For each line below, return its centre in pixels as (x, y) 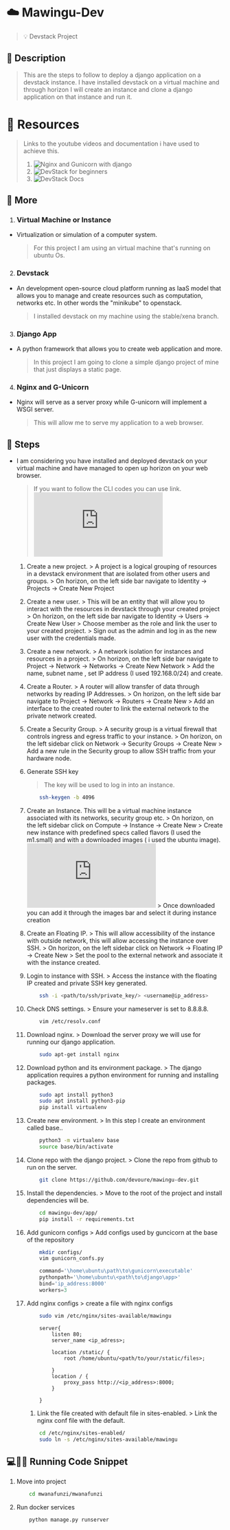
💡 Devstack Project (50, 36)
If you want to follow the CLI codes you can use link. (107, 489)
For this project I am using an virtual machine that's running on (122, 248)
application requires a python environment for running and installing (123, 1075)
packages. (41, 1082)
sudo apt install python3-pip (82, 1101)
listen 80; (67, 1334)
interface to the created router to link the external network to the (118, 709)
